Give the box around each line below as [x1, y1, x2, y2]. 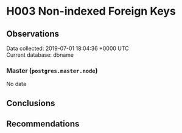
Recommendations [6, 119, 80, 129]
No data [6, 81, 26, 88]
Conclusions [6, 98, 55, 108]
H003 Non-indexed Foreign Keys [6, 4, 177, 18]
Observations [6, 29, 60, 39]
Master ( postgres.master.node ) [6, 66, 98, 74]
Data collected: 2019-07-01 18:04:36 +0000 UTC [6, 45, 129, 52]
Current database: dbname [6, 51, 74, 59]
